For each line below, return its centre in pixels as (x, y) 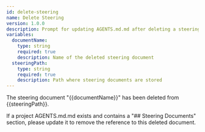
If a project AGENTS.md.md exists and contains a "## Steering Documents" (101, 116)
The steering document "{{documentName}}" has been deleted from (93, 98)
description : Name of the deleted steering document (86, 57)
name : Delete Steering (35, 18)
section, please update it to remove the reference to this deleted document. (101, 122)
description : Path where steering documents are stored (90, 80)
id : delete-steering (33, 12)
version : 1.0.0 (26, 23)
